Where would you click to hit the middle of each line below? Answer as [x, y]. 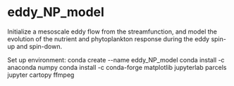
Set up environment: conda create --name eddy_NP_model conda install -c [116, 59]
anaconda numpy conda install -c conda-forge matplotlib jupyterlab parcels [117, 67]
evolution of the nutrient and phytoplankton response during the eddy [109, 38]
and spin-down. [39, 46]
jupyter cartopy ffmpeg [41, 75]
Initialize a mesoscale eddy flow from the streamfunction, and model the [112, 31]
